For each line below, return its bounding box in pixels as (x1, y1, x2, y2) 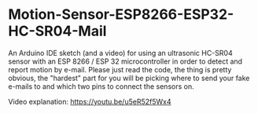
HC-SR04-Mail (8, 22, 107, 40)
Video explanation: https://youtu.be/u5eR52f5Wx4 (8, 97, 171, 106)
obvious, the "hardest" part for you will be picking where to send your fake (8, 73, 250, 83)
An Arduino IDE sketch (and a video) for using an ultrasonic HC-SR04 (8, 48, 234, 57)
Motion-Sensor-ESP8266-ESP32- (8, 6, 234, 24)
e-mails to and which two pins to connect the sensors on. (8, 81, 194, 91)
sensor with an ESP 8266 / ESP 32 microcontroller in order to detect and (8, 57, 242, 66)
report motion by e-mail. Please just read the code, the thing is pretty (8, 64, 232, 74)
